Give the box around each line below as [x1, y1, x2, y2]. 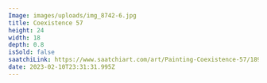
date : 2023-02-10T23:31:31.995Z [8, 63, 115, 71]
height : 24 [8, 26, 44, 34]
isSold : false [8, 48, 56, 56]
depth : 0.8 [8, 41, 44, 49]
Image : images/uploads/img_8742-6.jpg [8, 11, 137, 20]
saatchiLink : [8, 56, 52, 64]
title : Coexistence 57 [8, 19, 83, 27]
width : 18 [8, 33, 41, 42]
